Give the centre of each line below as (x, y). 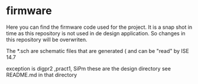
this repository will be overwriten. (47, 39)
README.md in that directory (42, 75)
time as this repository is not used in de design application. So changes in (96, 33)
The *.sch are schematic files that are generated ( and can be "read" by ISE (98, 51)
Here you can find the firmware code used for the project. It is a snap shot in (99, 27)
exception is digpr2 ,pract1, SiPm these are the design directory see (89, 68)
